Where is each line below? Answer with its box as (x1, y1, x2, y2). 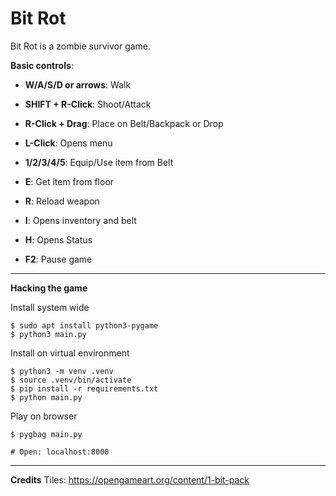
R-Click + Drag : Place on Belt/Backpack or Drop (24, 117, 224, 129)
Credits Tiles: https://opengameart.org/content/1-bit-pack (10, 473, 250, 486)
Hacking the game (10, 282, 88, 294)
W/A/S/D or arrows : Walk (24, 78, 132, 91)
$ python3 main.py (10, 329, 87, 339)
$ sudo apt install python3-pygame (10, 320, 159, 331)
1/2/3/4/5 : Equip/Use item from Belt (24, 156, 174, 168)
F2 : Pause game (24, 253, 93, 265)
